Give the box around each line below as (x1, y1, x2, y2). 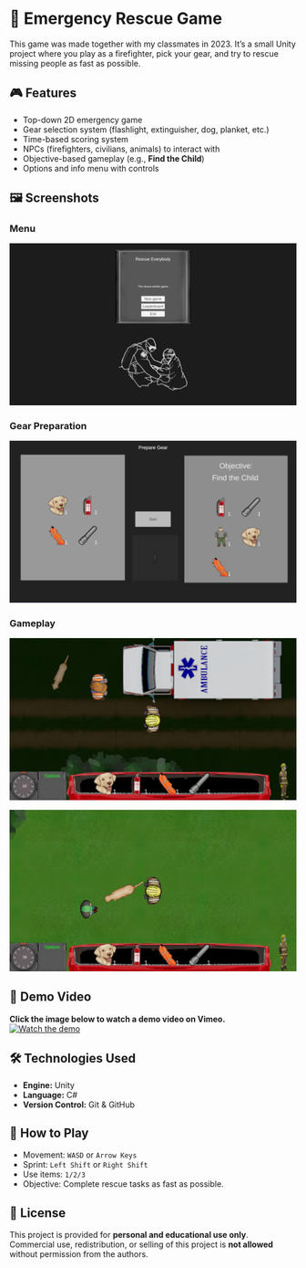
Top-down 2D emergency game (22, 114, 143, 125)
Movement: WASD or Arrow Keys (22, 1149, 138, 1160)
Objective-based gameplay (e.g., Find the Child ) (22, 152, 205, 163)
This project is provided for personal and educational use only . (9, 1230, 249, 1241)
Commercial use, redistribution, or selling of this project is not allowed (9, 1239, 273, 1250)
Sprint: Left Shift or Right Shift (22, 1159, 148, 1170)
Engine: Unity (22, 1079, 76, 1090)
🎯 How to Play (9, 1126, 89, 1141)
